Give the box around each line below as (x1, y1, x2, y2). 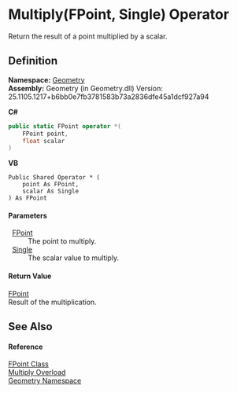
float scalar (22, 137, 65, 145)
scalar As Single (22, 187, 80, 196)
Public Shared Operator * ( (8, 174, 101, 182)
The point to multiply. (28, 237, 97, 246)
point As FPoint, (22, 181, 80, 189)
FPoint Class (8, 359, 49, 369)
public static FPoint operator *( (8, 122, 122, 130)
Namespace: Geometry (8, 75, 85, 84)
